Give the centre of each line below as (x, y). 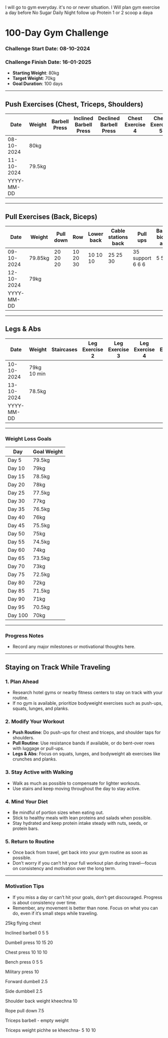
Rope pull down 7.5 (25, 1010)
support (142, 258)
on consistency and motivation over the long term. (64, 869)
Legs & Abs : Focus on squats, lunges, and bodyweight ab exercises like (86, 754)
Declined (109, 119)
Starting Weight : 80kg (36, 73)
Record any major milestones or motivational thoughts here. (74, 647)
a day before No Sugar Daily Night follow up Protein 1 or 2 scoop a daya (79, 13)
